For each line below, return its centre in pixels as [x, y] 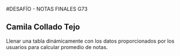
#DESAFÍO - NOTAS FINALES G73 [47, 9]
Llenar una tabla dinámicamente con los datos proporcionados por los [90, 41]
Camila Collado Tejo [43, 27]
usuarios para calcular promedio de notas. [57, 47]
